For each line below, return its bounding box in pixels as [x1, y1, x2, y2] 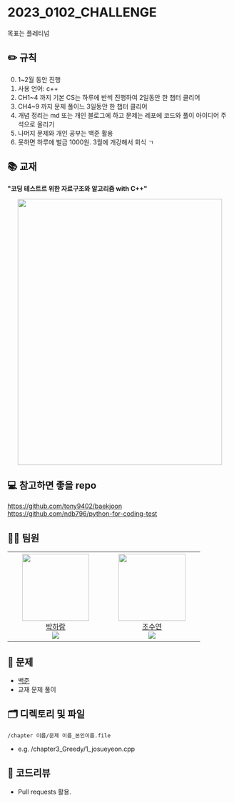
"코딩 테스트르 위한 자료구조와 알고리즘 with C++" [7, 184, 148, 193]
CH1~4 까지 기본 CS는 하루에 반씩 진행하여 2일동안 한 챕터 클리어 [17, 93, 200, 101]
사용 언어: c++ [17, 84, 58, 93]
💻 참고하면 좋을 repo [7, 479, 97, 492]
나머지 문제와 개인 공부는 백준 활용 [17, 129, 113, 137]
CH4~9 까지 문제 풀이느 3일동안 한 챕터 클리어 [17, 101, 148, 111]
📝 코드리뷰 [7, 767, 51, 779]
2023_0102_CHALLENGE [7, 4, 157, 21]
